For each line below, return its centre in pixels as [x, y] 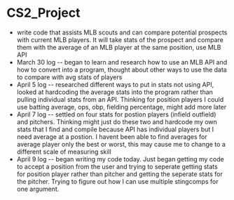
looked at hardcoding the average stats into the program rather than [115, 92]
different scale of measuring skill [64, 152]
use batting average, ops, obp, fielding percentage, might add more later [122, 107]
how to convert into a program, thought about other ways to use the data [122, 69]
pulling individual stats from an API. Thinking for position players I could [120, 99]
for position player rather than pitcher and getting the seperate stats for [120, 174]
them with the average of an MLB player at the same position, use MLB [119, 47]
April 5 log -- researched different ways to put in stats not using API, [115, 84]
